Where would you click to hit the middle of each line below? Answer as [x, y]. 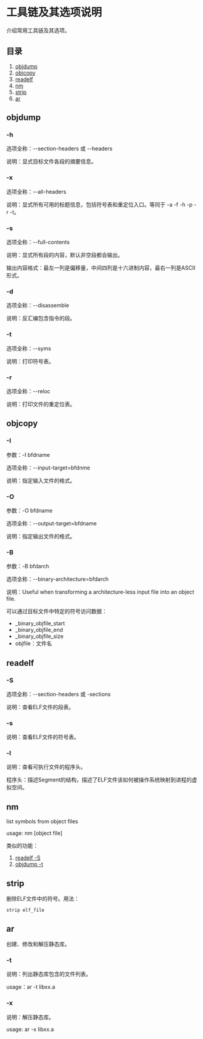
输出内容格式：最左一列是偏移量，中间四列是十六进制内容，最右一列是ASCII [101, 268]
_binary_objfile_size [39, 636]
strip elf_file [25, 910]
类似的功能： [22, 846]
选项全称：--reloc [28, 391]
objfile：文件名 [34, 643]
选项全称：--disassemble [38, 305]
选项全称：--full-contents [38, 242]
